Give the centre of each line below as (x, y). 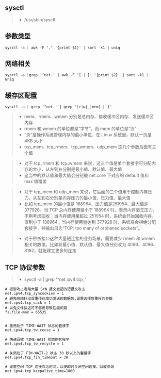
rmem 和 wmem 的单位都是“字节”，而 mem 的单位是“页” (80, 129)
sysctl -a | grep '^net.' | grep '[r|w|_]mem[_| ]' (58, 107)
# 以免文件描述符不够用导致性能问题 (36, 308)
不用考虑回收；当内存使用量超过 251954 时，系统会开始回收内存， (90, 216)
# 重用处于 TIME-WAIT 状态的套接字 (37, 326)
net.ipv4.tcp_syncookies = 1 (34, 294)
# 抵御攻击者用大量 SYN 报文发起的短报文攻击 (45, 289)
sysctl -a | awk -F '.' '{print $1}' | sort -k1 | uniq (63, 48)
